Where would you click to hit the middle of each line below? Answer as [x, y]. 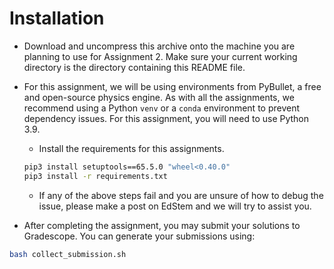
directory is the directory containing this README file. [134, 67]
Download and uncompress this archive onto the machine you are [159, 46]
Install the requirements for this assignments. [131, 148]
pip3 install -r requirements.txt [95, 176]
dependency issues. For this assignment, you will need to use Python [166, 118]
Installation [57, 18]
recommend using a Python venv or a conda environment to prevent [162, 108]
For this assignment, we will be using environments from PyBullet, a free [172, 86]
